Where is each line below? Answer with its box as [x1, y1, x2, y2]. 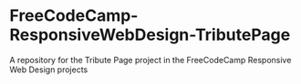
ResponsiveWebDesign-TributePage [9, 24, 291, 45]
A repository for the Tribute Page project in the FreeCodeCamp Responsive [9, 54, 292, 65]
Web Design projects [9, 64, 88, 75]
